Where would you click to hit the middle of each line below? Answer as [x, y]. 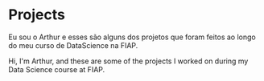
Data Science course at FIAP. [57, 69]
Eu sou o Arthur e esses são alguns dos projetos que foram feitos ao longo [132, 37]
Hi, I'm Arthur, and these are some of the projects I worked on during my [128, 61]
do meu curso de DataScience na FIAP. [73, 45]
